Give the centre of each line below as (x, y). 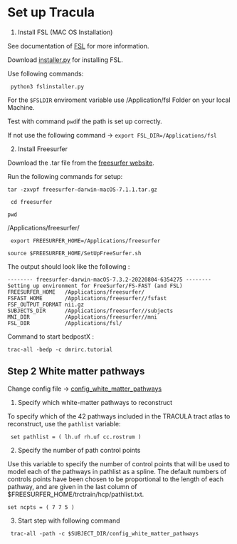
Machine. (21, 107)
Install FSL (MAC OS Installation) (65, 32)
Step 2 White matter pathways (76, 371)
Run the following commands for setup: (65, 176)
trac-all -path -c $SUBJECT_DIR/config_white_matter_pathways (105, 533)
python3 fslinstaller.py (47, 86)
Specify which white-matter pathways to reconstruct (95, 402)
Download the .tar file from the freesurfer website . (81, 163)
